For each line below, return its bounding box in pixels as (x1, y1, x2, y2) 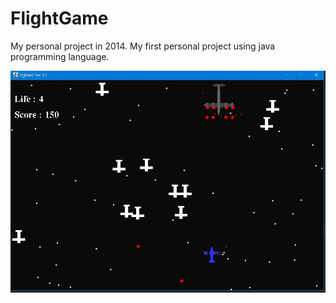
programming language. (10, 50, 110, 62)
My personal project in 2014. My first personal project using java (10, 40, 276, 52)
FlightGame (10, 7, 109, 30)
